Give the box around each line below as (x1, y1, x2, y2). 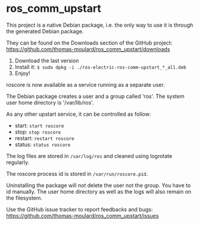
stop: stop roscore (14, 128, 61, 135)
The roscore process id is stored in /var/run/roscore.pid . (6, 170, 148, 177)
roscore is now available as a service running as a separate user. (6, 81, 165, 88)
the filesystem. (6, 194, 43, 201)
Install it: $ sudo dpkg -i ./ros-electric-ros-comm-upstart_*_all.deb (14, 63, 186, 70)
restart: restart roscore (14, 134, 74, 141)
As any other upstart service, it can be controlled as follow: (6, 110, 151, 118)
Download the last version (14, 57, 79, 64)
